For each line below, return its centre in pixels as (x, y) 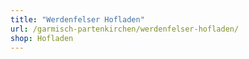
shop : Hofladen (42, 38)
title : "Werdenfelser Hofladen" (77, 19)
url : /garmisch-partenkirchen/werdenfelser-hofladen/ (125, 29)
